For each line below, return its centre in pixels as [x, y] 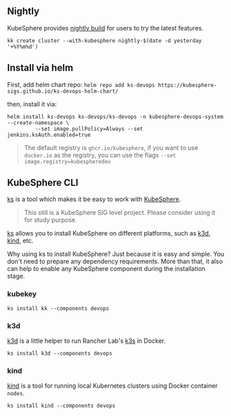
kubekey [22, 294]
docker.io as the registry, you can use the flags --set [100, 155]
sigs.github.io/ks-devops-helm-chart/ [63, 91]
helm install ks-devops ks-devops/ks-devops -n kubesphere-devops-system [115, 117]
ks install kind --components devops [61, 406]
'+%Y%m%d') [23, 47]
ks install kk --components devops [58, 308]
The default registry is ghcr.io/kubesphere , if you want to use [111, 147]
